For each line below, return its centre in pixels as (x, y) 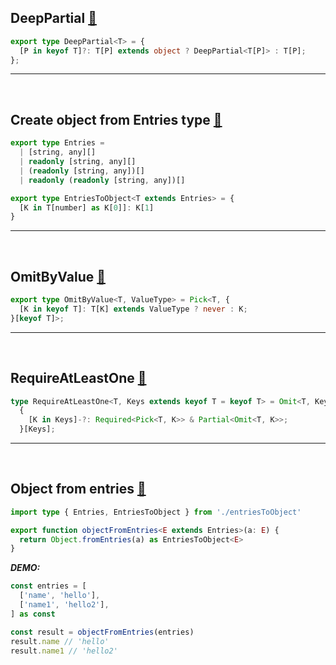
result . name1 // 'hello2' (64, 651)
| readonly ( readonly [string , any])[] (102, 180)
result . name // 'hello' (60, 641)
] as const (33, 614)
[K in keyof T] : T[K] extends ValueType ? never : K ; (133, 309)
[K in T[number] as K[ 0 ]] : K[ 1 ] (87, 207)
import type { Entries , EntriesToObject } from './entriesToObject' (156, 512)
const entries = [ (48, 586)
